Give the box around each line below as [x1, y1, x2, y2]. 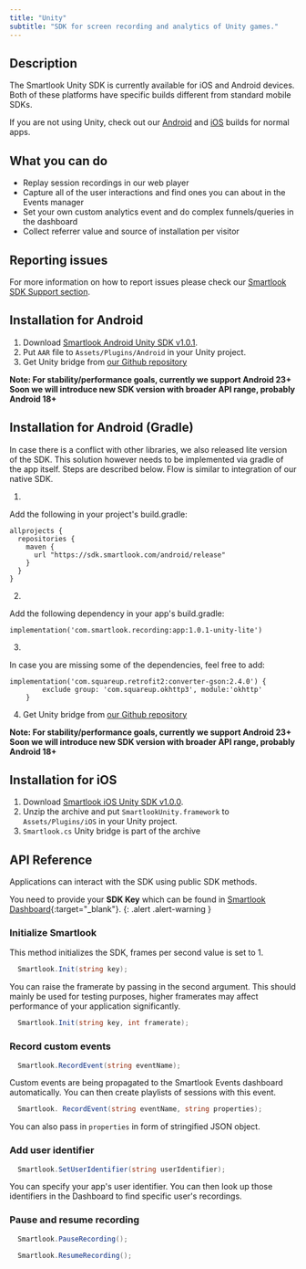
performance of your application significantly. [9, 1001, 180, 1012]
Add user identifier [9, 1144, 95, 1157]
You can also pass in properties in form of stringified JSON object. [9, 1121, 261, 1132]
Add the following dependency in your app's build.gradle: [9, 608, 225, 619]
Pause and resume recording [9, 1213, 139, 1226]
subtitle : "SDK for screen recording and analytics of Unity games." [9, 22, 280, 31]
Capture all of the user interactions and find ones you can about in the [22, 187, 286, 198]
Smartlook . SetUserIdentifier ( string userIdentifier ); [17, 1165, 226, 1174]
